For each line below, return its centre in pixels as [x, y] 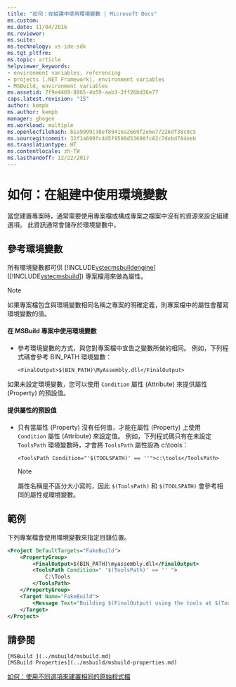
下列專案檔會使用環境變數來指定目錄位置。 [69, 537]
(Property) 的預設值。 [39, 392]
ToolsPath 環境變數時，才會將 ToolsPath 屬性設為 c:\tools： [103, 445]
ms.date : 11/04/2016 [38, 27]
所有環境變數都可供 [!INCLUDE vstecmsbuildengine [81, 267]
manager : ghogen [31, 118]
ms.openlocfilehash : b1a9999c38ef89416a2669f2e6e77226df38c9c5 [102, 132]
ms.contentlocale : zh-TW [44, 151]
